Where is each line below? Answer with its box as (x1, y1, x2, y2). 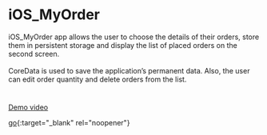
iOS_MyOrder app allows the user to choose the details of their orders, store (8, 32, 260, 42)
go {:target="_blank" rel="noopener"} (8, 118, 130, 128)
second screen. (8, 49, 60, 58)
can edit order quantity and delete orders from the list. (8, 74, 187, 84)
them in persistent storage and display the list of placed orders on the (8, 40, 237, 50)
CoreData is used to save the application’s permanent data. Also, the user (8, 66, 250, 75)
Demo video (8, 102, 49, 113)
